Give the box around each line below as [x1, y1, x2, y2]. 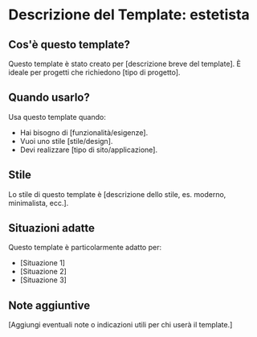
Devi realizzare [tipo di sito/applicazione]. [19, 145, 158, 154]
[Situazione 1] [19, 258, 66, 268]
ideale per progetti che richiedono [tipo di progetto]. [8, 68, 181, 77]
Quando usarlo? [8, 91, 90, 105]
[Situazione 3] [19, 275, 67, 285]
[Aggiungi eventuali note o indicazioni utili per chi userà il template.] [8, 320, 233, 330]
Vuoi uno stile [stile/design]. [19, 136, 113, 146]
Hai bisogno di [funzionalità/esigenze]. [19, 127, 149, 138]
